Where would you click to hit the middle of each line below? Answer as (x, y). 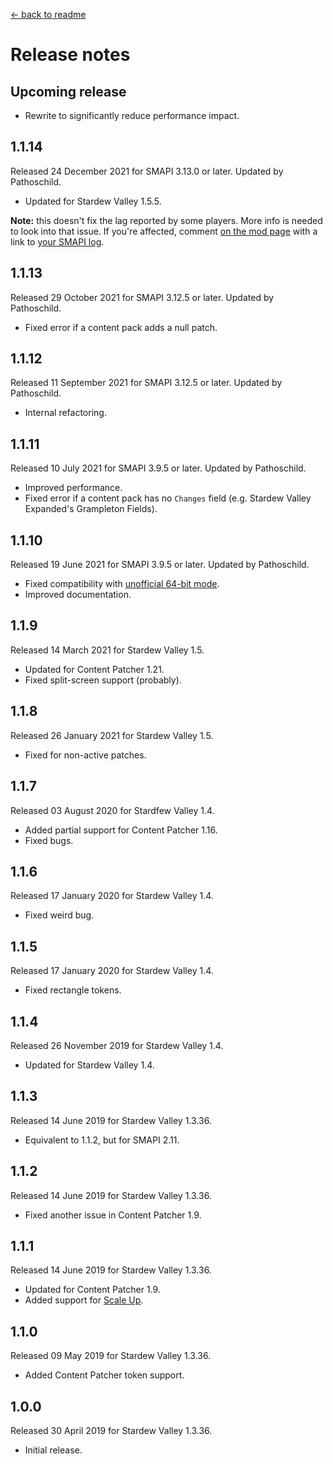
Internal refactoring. (65, 413)
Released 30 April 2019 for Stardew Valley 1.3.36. (111, 1430)
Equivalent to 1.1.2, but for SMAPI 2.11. (102, 1140)
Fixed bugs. (49, 840)
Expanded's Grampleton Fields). (91, 509)
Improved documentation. (78, 595)
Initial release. (53, 1450)
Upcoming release (68, 91)
